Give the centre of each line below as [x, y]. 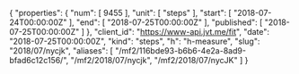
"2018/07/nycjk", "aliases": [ [62, 51]
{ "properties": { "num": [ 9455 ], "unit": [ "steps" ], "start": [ [120, 13]
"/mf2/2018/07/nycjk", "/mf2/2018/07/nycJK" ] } [159, 60]
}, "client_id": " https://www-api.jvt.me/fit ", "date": [178, 32]
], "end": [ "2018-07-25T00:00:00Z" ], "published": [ [166, 22]
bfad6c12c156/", [39, 60]
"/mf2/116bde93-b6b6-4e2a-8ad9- [181, 51]
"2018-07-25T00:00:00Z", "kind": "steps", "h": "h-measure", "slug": [135, 41]
